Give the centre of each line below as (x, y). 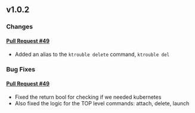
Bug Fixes (21, 70)
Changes (20, 27)
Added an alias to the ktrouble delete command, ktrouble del (92, 54)
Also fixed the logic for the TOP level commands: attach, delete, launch (102, 103)
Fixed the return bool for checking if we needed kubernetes (88, 97)
